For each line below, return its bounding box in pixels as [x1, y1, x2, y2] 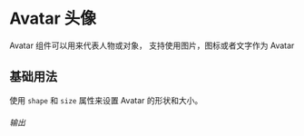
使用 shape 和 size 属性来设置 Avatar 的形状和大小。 [9, 94, 203, 105]
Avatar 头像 [9, 8, 97, 29]
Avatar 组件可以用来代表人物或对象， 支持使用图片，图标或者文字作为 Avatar [9, 40, 295, 51]
